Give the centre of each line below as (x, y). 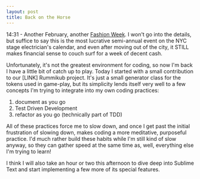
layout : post (22, 12)
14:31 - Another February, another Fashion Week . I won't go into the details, (99, 34)
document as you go (40, 101)
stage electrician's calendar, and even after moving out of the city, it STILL (98, 47)
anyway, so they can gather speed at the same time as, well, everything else (100, 145)
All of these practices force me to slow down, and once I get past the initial (98, 126)
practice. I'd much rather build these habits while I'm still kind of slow (91, 138)
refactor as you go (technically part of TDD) (68, 115)
